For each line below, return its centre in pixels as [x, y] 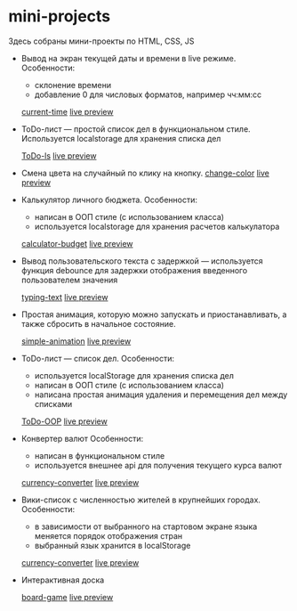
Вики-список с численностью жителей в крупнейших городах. [141, 500]
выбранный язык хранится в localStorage [112, 545]
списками [53, 403]
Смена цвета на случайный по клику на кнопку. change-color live [145, 173]
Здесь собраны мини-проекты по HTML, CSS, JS [101, 41]
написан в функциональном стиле [100, 455]
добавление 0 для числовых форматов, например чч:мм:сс [148, 94]
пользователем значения [69, 280]
